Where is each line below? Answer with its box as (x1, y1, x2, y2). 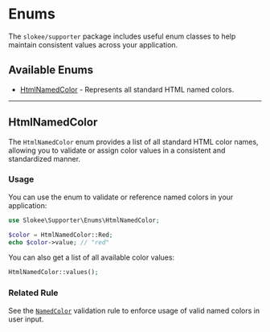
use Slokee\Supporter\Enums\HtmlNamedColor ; (8, 216, 160, 224)
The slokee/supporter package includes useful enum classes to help (8, 31, 236, 41)
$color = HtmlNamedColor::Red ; (8, 231, 113, 239)
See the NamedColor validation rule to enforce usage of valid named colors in (8, 305, 260, 315)
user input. (8, 314, 44, 324)
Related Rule (8, 287, 59, 298)
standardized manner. (8, 154, 81, 163)
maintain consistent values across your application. (8, 39, 178, 49)
